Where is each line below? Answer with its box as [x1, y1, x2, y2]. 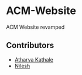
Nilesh [14, 62, 30, 69]
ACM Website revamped [6, 23, 65, 30]
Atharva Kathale [14, 56, 54, 63]
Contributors [6, 40, 54, 50]
